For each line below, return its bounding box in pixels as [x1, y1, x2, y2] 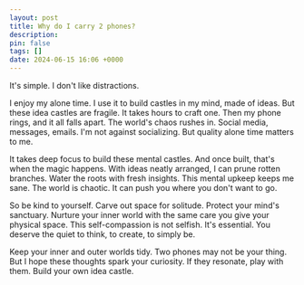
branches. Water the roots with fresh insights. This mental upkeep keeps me [9, 173, 295, 184]
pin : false [9, 38, 51, 48]
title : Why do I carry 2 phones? [9, 22, 136, 31]
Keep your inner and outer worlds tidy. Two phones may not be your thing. [9, 246, 288, 257]
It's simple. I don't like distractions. [9, 81, 140, 90]
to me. [9, 137, 34, 147]
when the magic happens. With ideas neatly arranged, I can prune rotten [9, 164, 281, 174]
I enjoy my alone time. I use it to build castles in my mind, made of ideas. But [9, 98, 295, 109]
